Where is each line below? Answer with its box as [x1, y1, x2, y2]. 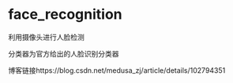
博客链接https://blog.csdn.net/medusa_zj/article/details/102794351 [8, 65, 226, 75]
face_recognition [8, 5, 122, 23]
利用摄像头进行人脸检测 [8, 32, 85, 41]
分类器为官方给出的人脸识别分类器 [8, 49, 119, 58]
